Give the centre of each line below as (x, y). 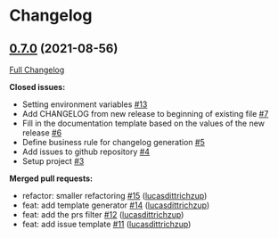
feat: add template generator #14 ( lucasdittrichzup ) (116, 205)
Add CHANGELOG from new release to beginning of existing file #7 (145, 114)
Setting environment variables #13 (85, 104)
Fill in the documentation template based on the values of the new (143, 123)
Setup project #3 (53, 161)
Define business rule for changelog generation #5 (113, 142)
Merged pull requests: (51, 178)
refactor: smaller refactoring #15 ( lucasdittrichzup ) (114, 196)
